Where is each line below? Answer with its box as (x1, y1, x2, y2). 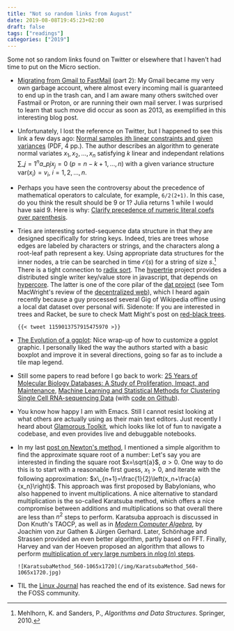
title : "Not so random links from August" (7, 10, 132, 17)
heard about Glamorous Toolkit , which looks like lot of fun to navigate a (17, 422, 221, 430)
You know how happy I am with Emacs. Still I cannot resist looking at (17, 407, 214, 415)
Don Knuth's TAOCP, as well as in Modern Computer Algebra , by (17, 520, 203, 528)
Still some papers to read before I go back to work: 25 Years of (17, 371, 198, 380)
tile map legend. (17, 357, 64, 366)
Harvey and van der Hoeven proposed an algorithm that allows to (17, 542, 205, 551)
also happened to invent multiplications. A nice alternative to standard (17, 489, 218, 498)
